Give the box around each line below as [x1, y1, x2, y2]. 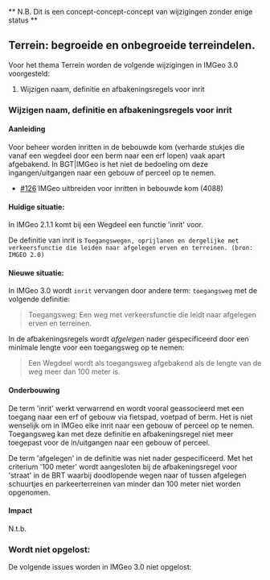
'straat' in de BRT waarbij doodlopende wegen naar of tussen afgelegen [8, 470, 247, 480]
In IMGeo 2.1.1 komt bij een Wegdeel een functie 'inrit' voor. [8, 220, 203, 230]
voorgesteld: [8, 68, 51, 78]
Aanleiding [8, 124, 46, 134]
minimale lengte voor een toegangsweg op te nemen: [8, 342, 185, 353]
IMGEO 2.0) [8, 251, 45, 259]
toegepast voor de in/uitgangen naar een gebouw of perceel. [8, 437, 211, 447]
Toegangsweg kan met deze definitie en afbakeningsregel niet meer [8, 429, 234, 438]
